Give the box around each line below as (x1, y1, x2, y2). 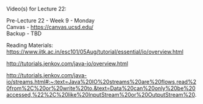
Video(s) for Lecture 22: (6, 5, 67, 12)
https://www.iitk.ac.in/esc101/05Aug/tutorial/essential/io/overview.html (6, 48, 184, 55)
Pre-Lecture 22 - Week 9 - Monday (6, 17, 95, 24)
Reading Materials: (6, 42, 54, 49)
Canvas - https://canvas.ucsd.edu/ (6, 24, 94, 30)
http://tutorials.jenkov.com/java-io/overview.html (6, 60, 129, 67)
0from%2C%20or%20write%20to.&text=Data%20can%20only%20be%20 (6, 85, 196, 92)
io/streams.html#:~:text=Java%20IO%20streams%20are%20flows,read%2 (6, 78, 197, 85)
